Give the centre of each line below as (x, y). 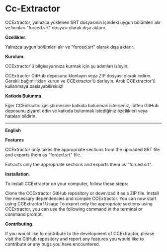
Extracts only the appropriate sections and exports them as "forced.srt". (79, 164)
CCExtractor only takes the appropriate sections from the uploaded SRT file (83, 149)
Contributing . (19, 224)
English (13, 130)
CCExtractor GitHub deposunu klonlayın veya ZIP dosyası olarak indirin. (78, 75)
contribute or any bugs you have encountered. (53, 244)
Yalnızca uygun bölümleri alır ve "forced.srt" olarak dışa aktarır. (70, 47)
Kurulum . (15, 56)
